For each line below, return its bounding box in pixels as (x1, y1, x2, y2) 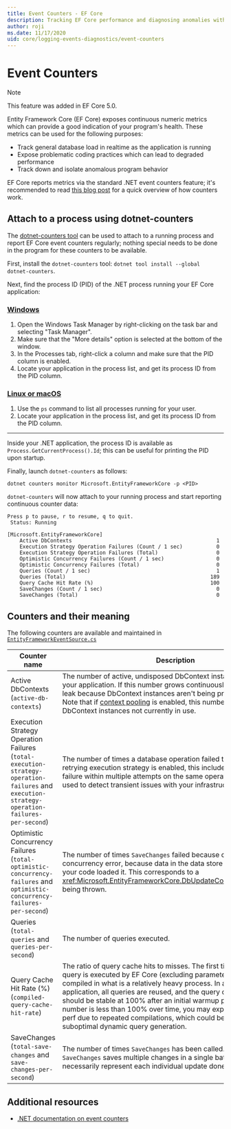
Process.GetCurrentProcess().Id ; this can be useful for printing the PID (7, 446, 209, 455)
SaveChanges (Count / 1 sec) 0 (19, 586, 220, 593)
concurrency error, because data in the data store (62, 858, 223, 868)
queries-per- (10, 943, 54, 951)
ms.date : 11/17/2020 (7, 29, 67, 37)
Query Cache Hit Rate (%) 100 (19, 580, 220, 587)
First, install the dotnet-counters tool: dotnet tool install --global (7, 259, 201, 268)
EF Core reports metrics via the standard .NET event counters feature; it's (7, 179, 216, 187)
